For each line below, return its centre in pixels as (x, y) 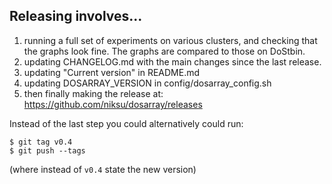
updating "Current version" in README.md (112, 72)
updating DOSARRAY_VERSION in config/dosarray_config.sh (147, 83)
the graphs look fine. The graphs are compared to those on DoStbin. (164, 51)
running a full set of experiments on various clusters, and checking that (170, 40)
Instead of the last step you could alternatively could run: (126, 123)
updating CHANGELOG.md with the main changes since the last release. (172, 61)
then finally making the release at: (93, 93)
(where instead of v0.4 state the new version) (103, 169)
